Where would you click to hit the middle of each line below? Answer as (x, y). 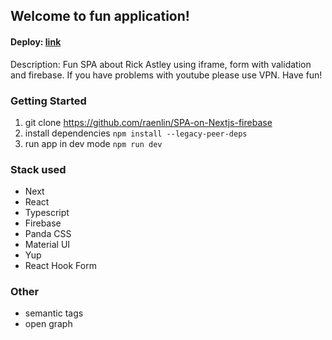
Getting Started (48, 101)
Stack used (38, 169)
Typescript (47, 213)
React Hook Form (60, 266)
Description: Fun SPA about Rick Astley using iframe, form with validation (161, 64)
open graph (48, 324)
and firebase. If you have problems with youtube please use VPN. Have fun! (166, 75)
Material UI (47, 245)
